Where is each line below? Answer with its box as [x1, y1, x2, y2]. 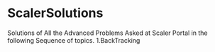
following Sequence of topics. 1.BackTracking [7, 36, 140, 44]
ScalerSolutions [7, 5, 104, 21]
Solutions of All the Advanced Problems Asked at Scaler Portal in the [7, 28, 208, 37]
